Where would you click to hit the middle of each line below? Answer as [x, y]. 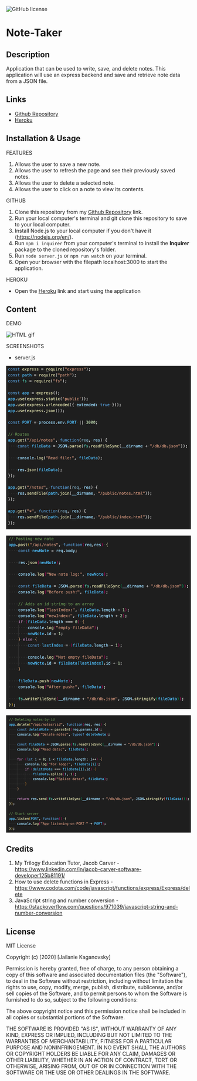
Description [28, 54]
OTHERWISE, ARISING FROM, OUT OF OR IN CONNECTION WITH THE [91, 1066]
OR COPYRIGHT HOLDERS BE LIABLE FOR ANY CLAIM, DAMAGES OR [91, 1054]
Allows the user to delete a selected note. [65, 183]
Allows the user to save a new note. [57, 164]
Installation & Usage [43, 139]
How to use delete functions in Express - [64, 882]
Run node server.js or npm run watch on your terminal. [81, 255]
